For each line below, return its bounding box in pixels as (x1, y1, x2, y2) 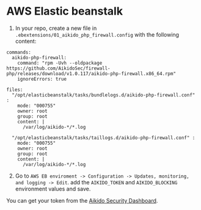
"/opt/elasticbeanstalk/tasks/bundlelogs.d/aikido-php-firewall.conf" (12, 92, 196, 98)
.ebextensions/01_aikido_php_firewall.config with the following (15, 31, 179, 38)
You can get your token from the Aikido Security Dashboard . (6, 197, 158, 204)
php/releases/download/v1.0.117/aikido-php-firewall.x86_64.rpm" (6, 70, 176, 77)
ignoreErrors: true (17, 76, 67, 82)
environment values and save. (15, 185, 91, 192)
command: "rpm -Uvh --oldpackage (17, 60, 103, 66)
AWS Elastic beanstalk (6, 4, 123, 18)
